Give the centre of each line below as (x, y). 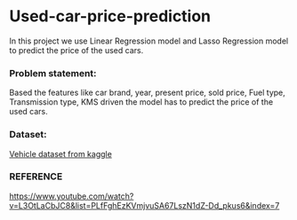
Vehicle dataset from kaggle (61, 153)
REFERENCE (36, 177)
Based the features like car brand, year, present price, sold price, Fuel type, (148, 93)
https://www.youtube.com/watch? (72, 196)
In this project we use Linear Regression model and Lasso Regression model (149, 41)
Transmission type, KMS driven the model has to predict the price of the (141, 102)
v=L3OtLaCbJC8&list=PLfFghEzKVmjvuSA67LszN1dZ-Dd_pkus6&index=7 (144, 205)
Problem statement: (53, 73)
